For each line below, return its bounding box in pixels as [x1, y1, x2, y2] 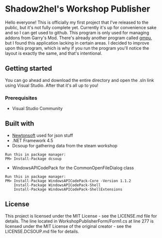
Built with [5, 120, 34, 128]
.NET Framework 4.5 [12, 137, 53, 143]
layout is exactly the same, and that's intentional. [5, 50, 103, 56]
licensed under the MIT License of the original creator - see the [5, 223, 132, 229]
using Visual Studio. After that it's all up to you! [5, 82, 98, 88]
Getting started [5, 64, 52, 73]
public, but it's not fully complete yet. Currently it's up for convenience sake [5, 24, 157, 30]
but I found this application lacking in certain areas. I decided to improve [5, 40, 149, 46]
